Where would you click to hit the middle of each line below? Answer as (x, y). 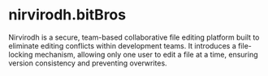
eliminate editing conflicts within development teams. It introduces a (123, 45)
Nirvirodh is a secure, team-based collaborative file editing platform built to (134, 37)
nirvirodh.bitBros (67, 15)
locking (21, 54)
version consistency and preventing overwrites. (88, 63)
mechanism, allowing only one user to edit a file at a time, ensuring (146, 54)
